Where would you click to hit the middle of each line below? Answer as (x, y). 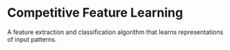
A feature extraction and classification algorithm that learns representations (115, 32)
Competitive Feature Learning (95, 13)
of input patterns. (32, 39)
